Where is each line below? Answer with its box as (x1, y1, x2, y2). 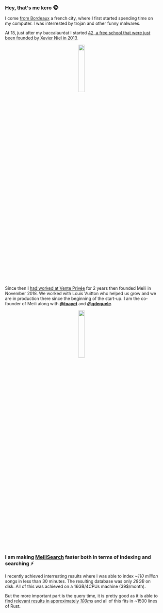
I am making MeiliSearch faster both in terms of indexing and (5, 554, 151, 561)
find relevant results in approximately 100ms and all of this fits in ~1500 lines (5, 598, 158, 604)
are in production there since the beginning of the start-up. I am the (5, 296, 140, 301)
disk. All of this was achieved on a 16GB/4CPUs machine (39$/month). (5, 583, 146, 589)
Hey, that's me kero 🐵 (5, 4, 59, 11)
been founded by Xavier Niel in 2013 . (5, 35, 79, 41)
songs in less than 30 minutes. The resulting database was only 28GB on (5, 578, 151, 584)
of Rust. (5, 603, 21, 609)
